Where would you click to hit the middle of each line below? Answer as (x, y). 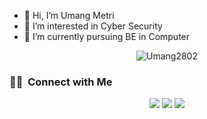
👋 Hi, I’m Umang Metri (69, 15)
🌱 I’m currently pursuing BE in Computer (107, 36)
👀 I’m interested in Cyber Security (93, 26)
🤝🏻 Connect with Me (61, 82)
